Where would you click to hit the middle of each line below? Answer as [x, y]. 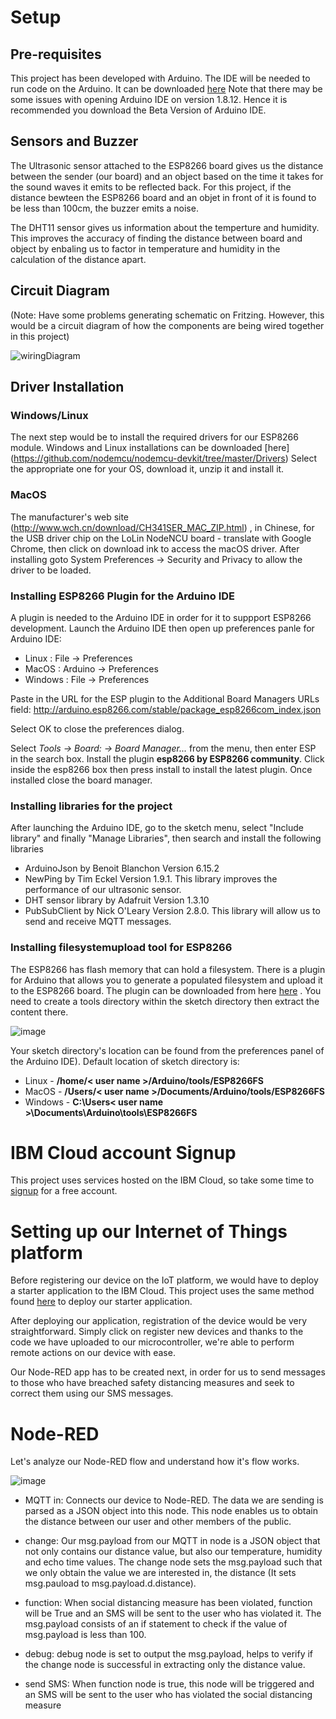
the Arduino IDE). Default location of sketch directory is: [125, 1061]
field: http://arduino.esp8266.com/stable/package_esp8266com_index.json [166, 709]
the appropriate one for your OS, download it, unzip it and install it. [147, 469]
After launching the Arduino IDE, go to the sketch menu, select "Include [157, 828]
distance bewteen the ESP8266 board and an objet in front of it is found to [163, 197]
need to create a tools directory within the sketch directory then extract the [165, 1001]
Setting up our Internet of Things [149, 1231]
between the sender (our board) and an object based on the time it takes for [167, 176]
